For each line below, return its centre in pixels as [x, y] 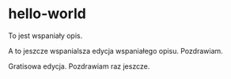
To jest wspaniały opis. [45, 36]
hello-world [47, 14]
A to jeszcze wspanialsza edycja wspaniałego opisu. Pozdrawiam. [116, 51]
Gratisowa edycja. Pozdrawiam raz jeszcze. [79, 66]
